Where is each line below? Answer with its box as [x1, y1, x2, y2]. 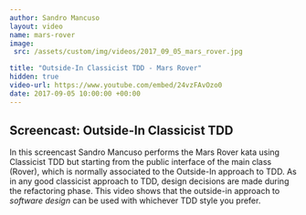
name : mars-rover [9, 30, 76, 39]
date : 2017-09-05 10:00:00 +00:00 [9, 88, 142, 98]
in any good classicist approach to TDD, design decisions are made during [9, 176, 290, 187]
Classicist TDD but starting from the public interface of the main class [9, 157, 272, 168]
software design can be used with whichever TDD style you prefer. [9, 195, 261, 206]
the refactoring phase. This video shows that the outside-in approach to [9, 186, 280, 197]
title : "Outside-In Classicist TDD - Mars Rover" [9, 64, 203, 73]
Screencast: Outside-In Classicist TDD [9, 123, 234, 138]
